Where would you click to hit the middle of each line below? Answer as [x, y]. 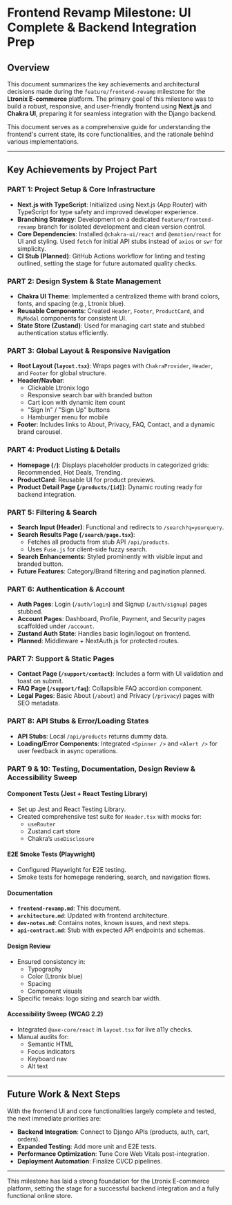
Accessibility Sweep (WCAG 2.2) [55, 1014]
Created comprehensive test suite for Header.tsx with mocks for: [109, 816]
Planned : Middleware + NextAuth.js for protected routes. [98, 641]
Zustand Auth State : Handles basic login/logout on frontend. [104, 634]
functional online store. [40, 1195]
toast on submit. [40, 681]
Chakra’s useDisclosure [61, 838]
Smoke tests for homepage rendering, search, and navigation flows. [114, 877]
